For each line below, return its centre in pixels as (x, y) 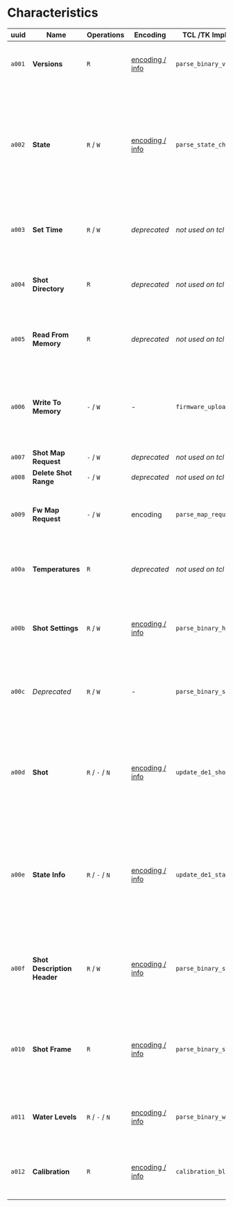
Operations (105, 35)
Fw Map (46, 510)
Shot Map (49, 453)
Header (45, 977)
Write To (47, 402)
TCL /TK (196, 35)
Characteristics (53, 13)
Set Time (48, 229)
